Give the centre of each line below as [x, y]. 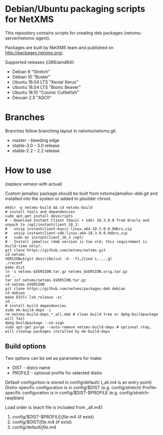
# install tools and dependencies [40, 212]
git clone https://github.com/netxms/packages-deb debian [65, 289]
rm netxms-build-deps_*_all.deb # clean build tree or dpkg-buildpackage [82, 314]
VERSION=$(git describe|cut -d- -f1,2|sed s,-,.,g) [59, 259]
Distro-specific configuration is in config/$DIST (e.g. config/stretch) [73, 387]
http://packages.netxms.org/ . [34, 53]
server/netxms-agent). [28, 38]
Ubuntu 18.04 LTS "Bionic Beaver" [46, 87]
